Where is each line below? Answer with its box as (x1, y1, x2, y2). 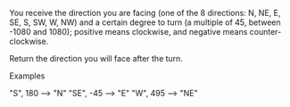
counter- (249, 27, 282, 37)
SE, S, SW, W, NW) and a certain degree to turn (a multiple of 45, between (9, 17, 281, 28)
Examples (9, 70, 46, 81)
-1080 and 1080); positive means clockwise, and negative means (9, 27, 248, 37)
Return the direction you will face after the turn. (9, 53, 183, 63)
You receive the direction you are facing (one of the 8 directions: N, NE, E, (9, 8, 281, 18)
